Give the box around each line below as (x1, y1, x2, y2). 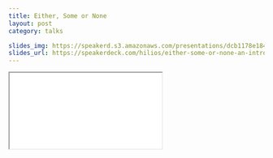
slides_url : (8, 49, 49, 58)
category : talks (8, 27, 63, 35)
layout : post (8, 19, 53, 28)
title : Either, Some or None (8, 11, 107, 20)
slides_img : (8, 41, 49, 49)
